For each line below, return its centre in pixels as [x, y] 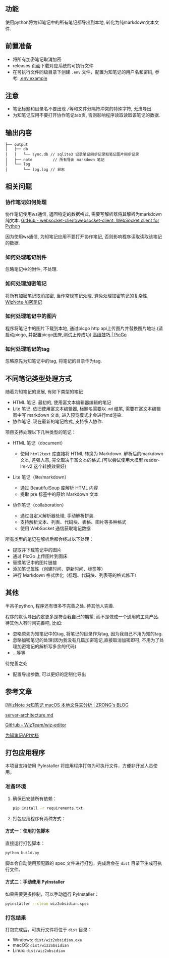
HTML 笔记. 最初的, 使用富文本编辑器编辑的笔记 [62, 402]
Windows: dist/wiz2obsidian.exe [47, 940]
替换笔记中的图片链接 [35, 562]
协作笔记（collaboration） [39, 505]
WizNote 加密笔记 [24, 302]
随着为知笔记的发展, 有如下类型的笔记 [44, 391]
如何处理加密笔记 [26, 284]
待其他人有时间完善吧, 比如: [34, 623]
